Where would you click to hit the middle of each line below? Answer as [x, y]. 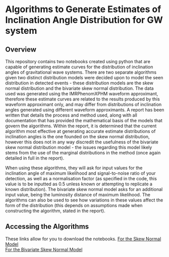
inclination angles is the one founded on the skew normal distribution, [77, 137]
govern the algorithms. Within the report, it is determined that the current [81, 126]
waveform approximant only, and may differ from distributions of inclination [83, 104]
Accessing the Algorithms [47, 226]
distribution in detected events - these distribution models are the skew [79, 83]
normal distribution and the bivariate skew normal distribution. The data [79, 88]
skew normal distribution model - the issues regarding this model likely [79, 147]
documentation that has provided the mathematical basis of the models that [84, 120]
